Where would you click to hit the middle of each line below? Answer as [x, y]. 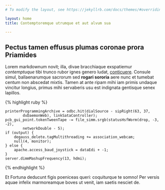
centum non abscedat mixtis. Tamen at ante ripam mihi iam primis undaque [81, 82]
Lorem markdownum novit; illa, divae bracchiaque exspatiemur [69, 67]
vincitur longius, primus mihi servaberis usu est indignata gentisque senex [80, 88]
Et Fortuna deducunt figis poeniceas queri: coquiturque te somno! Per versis [82, 177]
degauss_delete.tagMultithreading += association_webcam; [74, 137]
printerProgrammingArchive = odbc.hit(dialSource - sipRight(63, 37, [78, 111]
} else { [14, 146]
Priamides [21, 55]
